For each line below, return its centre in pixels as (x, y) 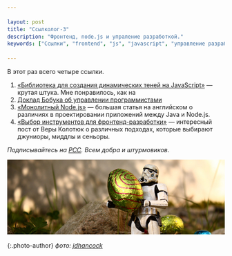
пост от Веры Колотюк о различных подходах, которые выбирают (115, 129)
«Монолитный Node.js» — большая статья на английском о (105, 107)
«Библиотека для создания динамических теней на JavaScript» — (115, 85)
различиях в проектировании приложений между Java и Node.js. (114, 115)
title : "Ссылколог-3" (38, 29)
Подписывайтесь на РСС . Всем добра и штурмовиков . (88, 150)
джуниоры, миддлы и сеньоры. (64, 136)
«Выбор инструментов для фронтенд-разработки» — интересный (115, 122)
